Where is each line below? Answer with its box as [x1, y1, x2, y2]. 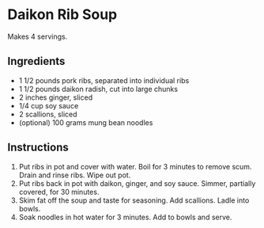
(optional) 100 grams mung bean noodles [18, 117, 153, 127]
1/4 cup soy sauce [18, 101, 79, 110]
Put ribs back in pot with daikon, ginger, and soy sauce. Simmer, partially [18, 178, 256, 188]
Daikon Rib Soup [7, 6, 118, 24]
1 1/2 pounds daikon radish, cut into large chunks [18, 84, 179, 93]
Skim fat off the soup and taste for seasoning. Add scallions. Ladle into [18, 196, 250, 205]
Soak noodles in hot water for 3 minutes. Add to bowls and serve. [18, 212, 232, 222]
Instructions [7, 141, 69, 154]
